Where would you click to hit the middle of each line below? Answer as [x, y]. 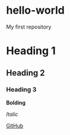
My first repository [29, 27]
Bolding [16, 102]
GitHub [15, 125]
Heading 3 [21, 90]
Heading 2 [26, 73]
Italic [12, 114]
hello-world [36, 10]
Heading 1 [31, 51]
